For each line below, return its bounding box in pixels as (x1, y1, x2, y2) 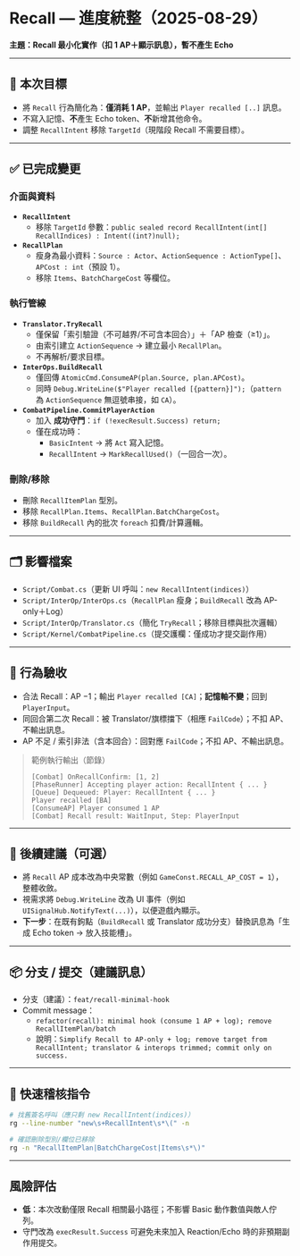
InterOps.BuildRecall (21, 363, 103, 372)
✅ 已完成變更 (9, 162, 81, 177)
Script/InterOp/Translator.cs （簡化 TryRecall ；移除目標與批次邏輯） (21, 617, 283, 628)
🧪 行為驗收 (9, 665, 67, 680)
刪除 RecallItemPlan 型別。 (21, 495, 122, 506)
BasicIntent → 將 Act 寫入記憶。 (48, 437, 169, 448)
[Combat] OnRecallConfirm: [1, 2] (30, 772, 160, 781)
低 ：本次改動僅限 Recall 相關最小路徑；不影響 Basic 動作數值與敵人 (21, 1204, 270, 1215)
